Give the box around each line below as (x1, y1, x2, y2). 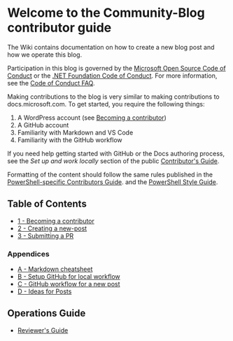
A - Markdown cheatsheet (17, 265, 93, 274)
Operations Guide (7, 307, 86, 319)
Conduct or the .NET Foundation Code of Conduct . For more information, (7, 71, 218, 80)
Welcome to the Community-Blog (7, 5, 205, 21)
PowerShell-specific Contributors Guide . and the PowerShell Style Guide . (7, 177, 218, 186)
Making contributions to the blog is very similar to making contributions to (7, 92, 220, 101)
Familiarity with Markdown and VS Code (17, 128, 134, 137)
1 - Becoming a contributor (17, 216, 94, 225)
